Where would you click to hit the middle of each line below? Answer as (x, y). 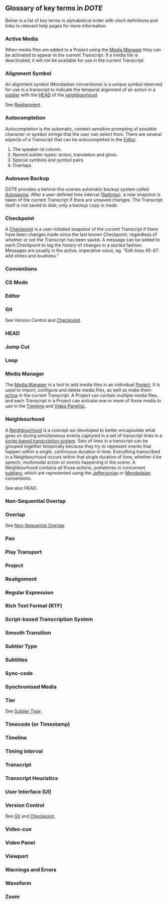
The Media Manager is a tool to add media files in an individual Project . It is (83, 385)
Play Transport (24, 552)
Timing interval (24, 751)
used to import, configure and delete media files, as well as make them (78, 390)
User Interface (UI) (28, 791)
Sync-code (19, 673)
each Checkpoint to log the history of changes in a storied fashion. (74, 245)
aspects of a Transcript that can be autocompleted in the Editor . (71, 139)
